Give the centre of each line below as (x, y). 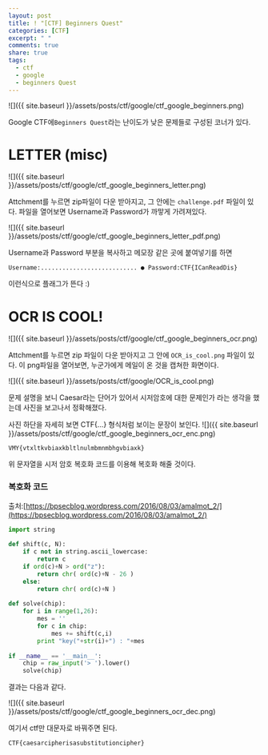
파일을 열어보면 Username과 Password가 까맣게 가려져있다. (113, 212)
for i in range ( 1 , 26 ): (60, 611)
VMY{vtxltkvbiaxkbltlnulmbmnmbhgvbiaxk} (77, 449)
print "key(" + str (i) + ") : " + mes (91, 641)
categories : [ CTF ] (39, 30)
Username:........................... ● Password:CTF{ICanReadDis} (123, 268)
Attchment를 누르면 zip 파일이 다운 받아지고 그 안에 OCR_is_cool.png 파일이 (127, 355)
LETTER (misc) (58, 155)
